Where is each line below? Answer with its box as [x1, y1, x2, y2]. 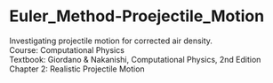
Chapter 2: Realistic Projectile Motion [9, 64, 145, 74]
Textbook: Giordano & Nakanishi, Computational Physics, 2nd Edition [9, 54, 261, 64]
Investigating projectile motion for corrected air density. [9, 35, 213, 46]
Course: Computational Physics [9, 44, 124, 55]
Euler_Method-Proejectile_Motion [9, 6, 265, 26]
